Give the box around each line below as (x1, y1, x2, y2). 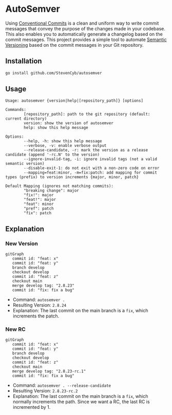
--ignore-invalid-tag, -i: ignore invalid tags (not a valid (24, 157, 158, 162)
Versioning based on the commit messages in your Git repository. (5, 42, 144, 48)
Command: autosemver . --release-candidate (12, 382, 111, 388)
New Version (5, 240, 39, 247)
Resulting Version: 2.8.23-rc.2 (12, 388, 78, 394)
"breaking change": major (24, 188, 80, 193)
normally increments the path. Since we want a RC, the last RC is (12, 399, 150, 405)
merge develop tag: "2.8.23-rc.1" (12, 369, 86, 374)
